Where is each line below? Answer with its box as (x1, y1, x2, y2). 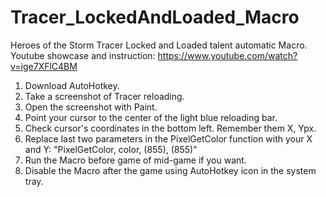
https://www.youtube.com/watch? (157, 49, 298, 61)
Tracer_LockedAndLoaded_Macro (10, 6, 300, 29)
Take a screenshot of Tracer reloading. (24, 90, 185, 102)
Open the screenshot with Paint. (24, 101, 158, 113)
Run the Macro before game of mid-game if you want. (24, 154, 247, 166)
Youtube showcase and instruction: (10, 49, 156, 61)
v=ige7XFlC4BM (10, 60, 78, 72)
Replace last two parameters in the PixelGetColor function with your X (24, 132, 313, 145)
